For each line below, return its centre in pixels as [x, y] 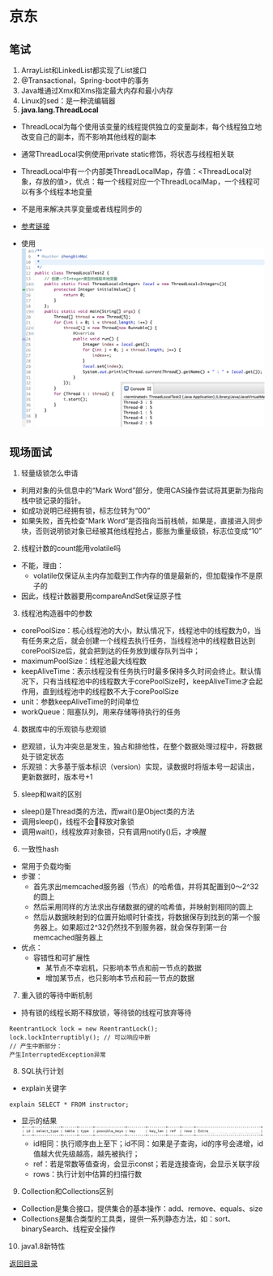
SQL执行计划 [42, 1070]
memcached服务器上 [68, 937]
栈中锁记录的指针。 [53, 500]
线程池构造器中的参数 [56, 613]
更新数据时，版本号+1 [57, 776]
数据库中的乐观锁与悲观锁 [64, 729]
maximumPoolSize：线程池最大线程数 [83, 661]
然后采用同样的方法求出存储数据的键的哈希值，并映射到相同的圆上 [143, 906]
